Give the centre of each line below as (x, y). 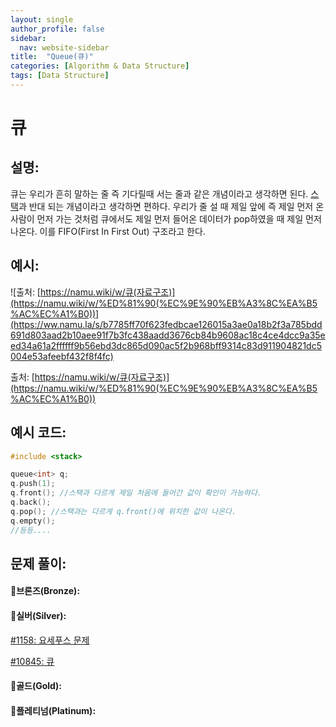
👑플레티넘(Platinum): (53, 710)
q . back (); (31, 502)
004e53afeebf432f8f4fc (60, 356)
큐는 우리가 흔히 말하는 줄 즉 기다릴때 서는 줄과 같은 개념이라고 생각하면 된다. (159, 193)
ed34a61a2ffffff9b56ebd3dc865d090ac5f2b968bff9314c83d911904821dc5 (166, 345)
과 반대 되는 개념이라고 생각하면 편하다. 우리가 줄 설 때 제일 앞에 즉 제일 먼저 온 (171, 206)
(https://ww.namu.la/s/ (56, 324)
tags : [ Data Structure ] (60, 76)
